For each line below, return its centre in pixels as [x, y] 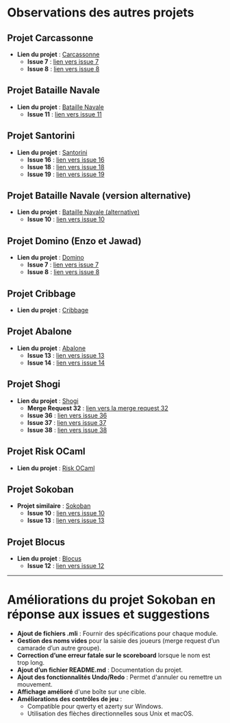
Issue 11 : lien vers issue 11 [65, 114]
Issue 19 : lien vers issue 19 [66, 174]
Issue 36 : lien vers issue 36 [67, 415]
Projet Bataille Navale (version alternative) [99, 196]
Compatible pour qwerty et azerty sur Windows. [95, 707]
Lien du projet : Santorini [52, 152]
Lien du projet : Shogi [48, 401]
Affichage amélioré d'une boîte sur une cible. [81, 692]
